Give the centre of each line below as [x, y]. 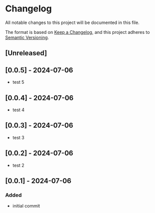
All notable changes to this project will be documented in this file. [72, 22]
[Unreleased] [26, 53]
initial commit [26, 206]
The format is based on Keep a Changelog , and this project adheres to [77, 32]
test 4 [18, 110]
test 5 [18, 82]
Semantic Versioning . [27, 37]
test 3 [18, 137]
